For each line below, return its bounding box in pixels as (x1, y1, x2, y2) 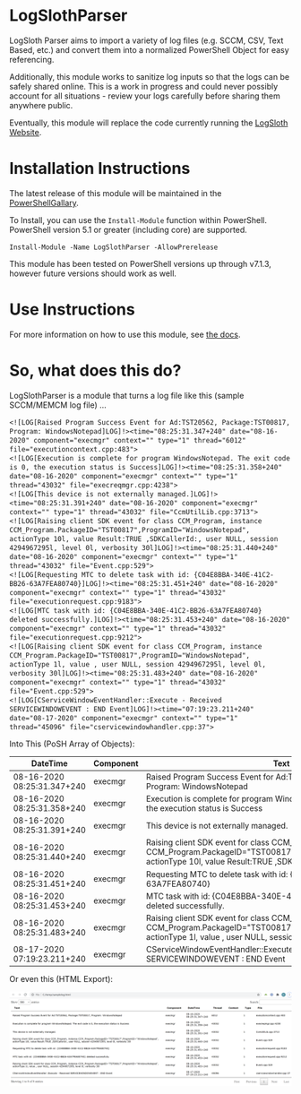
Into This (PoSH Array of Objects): (9, 738, 135, 749)
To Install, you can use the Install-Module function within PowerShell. (9, 214, 267, 225)
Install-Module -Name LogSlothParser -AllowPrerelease (9, 243, 219, 252)
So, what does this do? (9, 360, 182, 381)
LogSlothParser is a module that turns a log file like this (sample (9, 390, 245, 401)
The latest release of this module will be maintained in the (9, 187, 222, 198)
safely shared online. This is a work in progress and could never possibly (9, 81, 279, 91)
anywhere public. (9, 99, 73, 110)
